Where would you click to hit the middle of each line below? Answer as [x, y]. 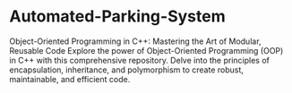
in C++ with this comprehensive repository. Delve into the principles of [140, 60]
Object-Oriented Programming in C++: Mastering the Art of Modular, [135, 41]
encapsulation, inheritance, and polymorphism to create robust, [127, 70]
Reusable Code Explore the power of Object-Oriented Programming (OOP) [146, 50]
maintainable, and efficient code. [70, 79]
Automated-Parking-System [117, 17]
